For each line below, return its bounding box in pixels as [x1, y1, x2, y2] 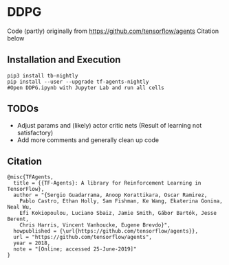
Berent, [7, 216, 30, 223]
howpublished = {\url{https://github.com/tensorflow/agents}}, [13, 228, 198, 235]
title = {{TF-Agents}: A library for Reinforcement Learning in [13, 180, 201, 187]
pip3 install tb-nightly [7, 72, 78, 79]
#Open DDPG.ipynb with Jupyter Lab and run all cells [7, 84, 165, 91]
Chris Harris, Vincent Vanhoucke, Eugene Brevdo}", [19, 222, 171, 229]
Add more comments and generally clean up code [17, 135, 160, 144]
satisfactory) [17, 128, 54, 137]
